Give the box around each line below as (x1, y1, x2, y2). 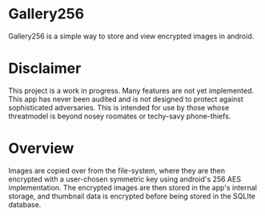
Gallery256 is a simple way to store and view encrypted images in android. (8, 31, 255, 41)
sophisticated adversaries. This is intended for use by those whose (8, 102, 230, 112)
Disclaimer (8, 59, 82, 78)
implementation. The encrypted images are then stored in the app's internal (8, 182, 258, 192)
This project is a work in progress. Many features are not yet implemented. (8, 86, 255, 95)
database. (8, 199, 42, 209)
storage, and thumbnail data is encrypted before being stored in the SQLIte (8, 191, 256, 201)
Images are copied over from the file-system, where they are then (8, 166, 226, 175)
